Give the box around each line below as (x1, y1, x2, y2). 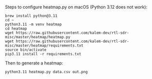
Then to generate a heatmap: (5, 60, 63, 66)
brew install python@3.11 (5, 14, 57, 18)
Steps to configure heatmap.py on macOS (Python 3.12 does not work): (5, 4, 148, 10)
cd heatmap (5, 26, 27, 31)
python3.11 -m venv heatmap (5, 22, 62, 27)
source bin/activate (5, 47, 47, 52)
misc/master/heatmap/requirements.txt (5, 43, 84, 48)
